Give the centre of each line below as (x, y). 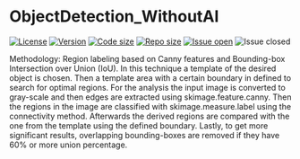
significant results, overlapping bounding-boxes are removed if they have (145, 135)
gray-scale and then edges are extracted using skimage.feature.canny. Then (150, 97)
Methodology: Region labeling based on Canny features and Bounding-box (147, 58)
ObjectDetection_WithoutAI (114, 17)
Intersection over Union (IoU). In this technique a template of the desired (143, 68)
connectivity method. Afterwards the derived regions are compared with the (150, 116)
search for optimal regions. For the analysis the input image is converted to (148, 87)
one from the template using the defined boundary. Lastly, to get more (139, 125)
